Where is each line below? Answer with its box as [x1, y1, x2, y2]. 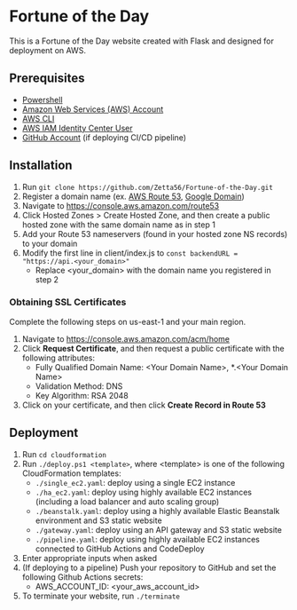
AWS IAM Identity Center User [21, 123, 133, 133]
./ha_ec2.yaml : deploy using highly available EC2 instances [35, 487, 253, 497]
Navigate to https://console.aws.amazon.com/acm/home [21, 333, 231, 344]
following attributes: [21, 353, 96, 363]
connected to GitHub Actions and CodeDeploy [35, 543, 206, 554]
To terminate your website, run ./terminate [21, 590, 180, 601]
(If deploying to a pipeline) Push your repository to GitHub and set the [21, 562, 277, 573]
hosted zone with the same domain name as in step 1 [21, 219, 215, 230]
